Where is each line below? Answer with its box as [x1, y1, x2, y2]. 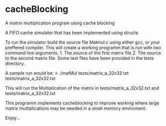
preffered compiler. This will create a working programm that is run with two [5, 44, 161, 50]
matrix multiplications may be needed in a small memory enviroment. [5, 105, 147, 111]
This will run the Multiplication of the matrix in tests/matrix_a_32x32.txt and [5, 85, 160, 91]
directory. [5, 60, 25, 66]
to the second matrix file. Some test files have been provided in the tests [5, 55, 154, 61]
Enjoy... [5, 115, 20, 121]
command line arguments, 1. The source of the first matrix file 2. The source [5, 50, 161, 56]
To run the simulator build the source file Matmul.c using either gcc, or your [5, 39, 161, 45]
